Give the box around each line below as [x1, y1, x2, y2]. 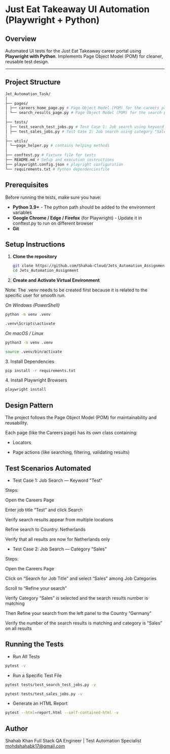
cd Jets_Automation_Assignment [12, 268, 79, 273]
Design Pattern [5, 401, 54, 409]
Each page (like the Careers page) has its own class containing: [5, 430, 138, 436]
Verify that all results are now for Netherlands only [5, 536, 110, 542]
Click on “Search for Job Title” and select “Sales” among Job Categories [5, 575, 157, 581]
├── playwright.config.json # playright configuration [5, 162, 123, 167]
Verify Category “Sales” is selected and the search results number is [5, 595, 148, 601]
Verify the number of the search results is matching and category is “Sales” [5, 620, 163, 626]
